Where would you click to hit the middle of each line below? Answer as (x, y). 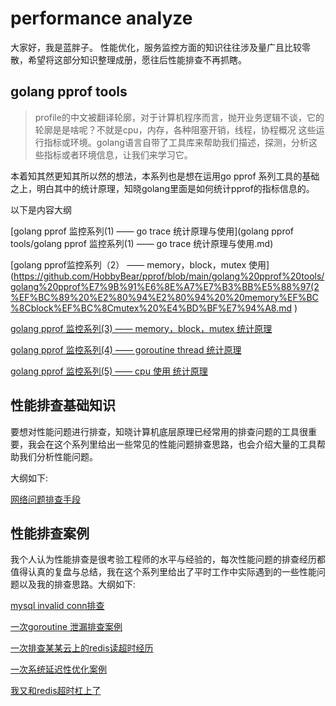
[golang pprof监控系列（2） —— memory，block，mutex (128, 264)
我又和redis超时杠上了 (56, 691)
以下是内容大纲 (41, 209)
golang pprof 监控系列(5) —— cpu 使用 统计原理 (109, 371)
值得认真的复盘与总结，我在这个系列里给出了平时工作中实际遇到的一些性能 (163, 572)
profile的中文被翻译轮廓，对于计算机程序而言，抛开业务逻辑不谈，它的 (179, 117)
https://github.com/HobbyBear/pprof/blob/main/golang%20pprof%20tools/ (169, 276)
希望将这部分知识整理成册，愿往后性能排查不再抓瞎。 (137, 59)
